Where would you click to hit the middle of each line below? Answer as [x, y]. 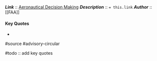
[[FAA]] [12, 12]
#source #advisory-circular [32, 44]
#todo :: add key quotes [29, 53]
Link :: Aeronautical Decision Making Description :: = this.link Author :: [78, 7]
